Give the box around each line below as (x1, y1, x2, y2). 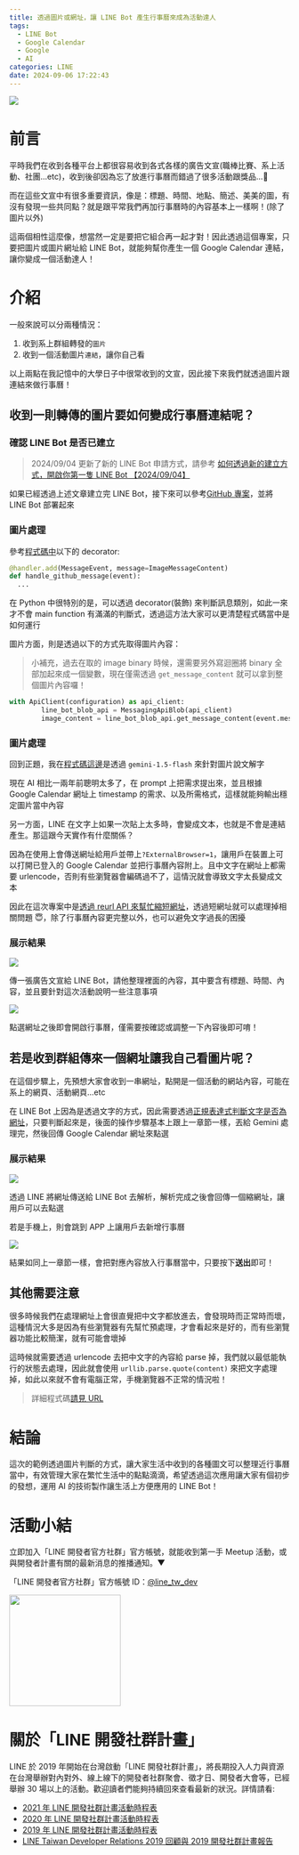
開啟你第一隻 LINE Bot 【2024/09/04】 (46, 469, 190, 481)
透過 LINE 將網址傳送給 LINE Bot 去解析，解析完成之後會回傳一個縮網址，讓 (9, 1191, 286, 1202)
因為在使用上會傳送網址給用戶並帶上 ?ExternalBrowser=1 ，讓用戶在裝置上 (9, 849, 276, 860)
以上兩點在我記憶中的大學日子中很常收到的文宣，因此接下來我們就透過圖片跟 (9, 368, 290, 378)
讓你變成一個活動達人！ (9, 253, 95, 263)
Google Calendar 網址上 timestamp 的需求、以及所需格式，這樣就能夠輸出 (9, 789, 280, 799)
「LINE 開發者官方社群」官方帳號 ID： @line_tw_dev (9, 1576, 198, 1587)
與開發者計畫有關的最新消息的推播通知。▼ (9, 1558, 166, 1568)
